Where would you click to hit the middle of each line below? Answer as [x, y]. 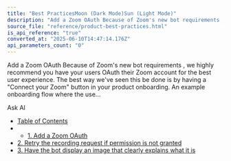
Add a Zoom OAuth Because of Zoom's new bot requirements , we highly [111, 65]
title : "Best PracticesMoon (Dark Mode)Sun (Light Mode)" [92, 13]
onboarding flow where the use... [54, 94]
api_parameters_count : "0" [46, 45]
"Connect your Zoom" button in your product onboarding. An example [106, 87]
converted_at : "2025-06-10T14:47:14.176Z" [69, 39]
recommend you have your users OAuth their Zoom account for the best [109, 72]
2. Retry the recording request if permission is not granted [99, 143]
